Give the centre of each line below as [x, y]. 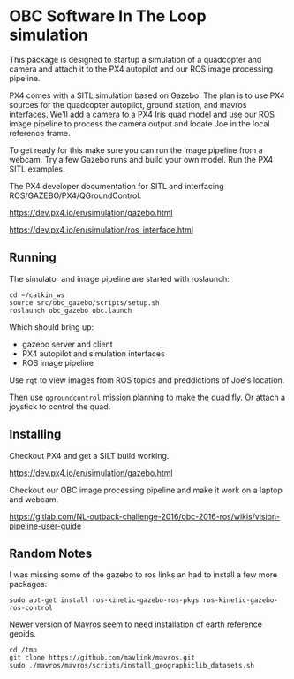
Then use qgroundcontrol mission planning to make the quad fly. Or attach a [147, 397]
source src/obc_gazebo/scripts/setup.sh [85, 302]
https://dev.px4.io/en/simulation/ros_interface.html [102, 229]
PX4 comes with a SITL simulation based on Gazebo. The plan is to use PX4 [147, 95]
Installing [35, 435]
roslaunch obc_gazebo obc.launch [71, 310]
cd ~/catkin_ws [37, 295]
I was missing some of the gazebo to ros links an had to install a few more [143, 575]
